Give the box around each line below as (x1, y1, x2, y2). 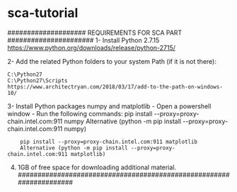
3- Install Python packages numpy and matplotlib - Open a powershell (7, 101, 212, 111)
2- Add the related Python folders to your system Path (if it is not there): (7, 57, 217, 65)
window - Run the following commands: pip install (7, 109, 153, 118)
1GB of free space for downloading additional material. (17, 163, 177, 171)
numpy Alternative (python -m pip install (64, 117, 182, 125)
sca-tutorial (7, 5, 79, 21)
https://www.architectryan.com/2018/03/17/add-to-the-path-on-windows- (7, 83, 223, 90)
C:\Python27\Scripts (7, 77, 69, 84)
